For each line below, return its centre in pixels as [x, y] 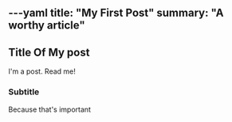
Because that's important [50, 109]
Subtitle [24, 92]
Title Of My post [49, 52]
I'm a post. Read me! [42, 71]
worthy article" [47, 26]
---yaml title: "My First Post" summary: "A [116, 13]
